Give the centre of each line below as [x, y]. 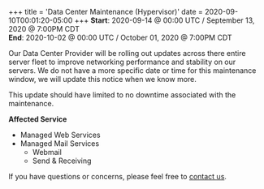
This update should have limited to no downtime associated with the [122, 95]
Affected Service [38, 119]
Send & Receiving [62, 161]
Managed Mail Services [60, 144]
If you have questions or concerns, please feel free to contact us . [118, 176]
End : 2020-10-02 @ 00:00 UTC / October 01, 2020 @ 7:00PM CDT [121, 37]
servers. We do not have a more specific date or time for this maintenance [132, 71]
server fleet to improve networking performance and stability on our [122, 62]
